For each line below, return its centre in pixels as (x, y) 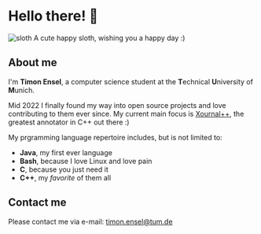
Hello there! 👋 (53, 16)
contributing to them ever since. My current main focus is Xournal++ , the (126, 113)
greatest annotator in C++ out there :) (69, 122)
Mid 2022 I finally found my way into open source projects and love (117, 105)
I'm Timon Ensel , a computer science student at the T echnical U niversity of (131, 81)
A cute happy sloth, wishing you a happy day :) (109, 38)
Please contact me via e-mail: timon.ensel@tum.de (90, 221)
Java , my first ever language (66, 152)
